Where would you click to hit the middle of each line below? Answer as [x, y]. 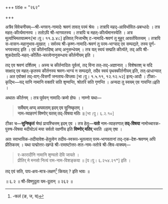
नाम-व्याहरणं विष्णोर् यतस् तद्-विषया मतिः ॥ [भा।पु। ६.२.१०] [65, 113]
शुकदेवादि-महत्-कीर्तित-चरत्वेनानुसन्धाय [36, 55]
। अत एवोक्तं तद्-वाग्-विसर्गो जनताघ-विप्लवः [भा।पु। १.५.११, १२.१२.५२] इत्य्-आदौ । [75, 76]
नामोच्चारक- [151, 123]
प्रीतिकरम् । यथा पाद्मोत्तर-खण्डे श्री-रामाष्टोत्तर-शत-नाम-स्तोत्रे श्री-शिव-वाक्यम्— [68, 145]
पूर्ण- [152, 44]
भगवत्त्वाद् [12, 49]
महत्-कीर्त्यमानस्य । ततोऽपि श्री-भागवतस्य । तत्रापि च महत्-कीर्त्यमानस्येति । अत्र [69, 33]
